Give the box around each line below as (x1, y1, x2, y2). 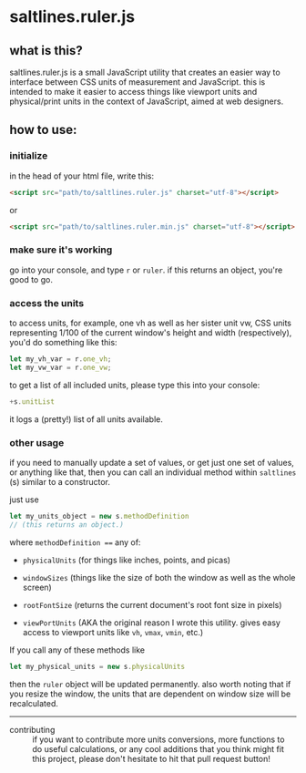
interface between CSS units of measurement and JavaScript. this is (9, 77, 266, 88)
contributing (9, 724, 56, 735)
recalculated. (9, 697, 59, 708)
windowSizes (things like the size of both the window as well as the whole (22, 572, 296, 582)
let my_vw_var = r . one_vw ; (9, 363, 112, 372)
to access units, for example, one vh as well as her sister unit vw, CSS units (9, 317, 291, 329)
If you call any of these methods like (9, 644, 146, 655)
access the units (9, 296, 85, 309)
